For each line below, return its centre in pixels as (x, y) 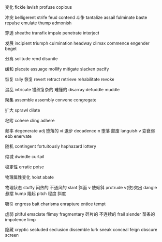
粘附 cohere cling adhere (30, 121)
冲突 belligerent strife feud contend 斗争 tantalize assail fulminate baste (76, 17)
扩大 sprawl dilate (22, 110)
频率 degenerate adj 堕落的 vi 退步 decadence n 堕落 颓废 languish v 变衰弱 (80, 131)
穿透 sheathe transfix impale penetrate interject (52, 33)
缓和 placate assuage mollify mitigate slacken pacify (57, 69)
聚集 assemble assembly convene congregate (51, 100)
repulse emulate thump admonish (38, 23)
